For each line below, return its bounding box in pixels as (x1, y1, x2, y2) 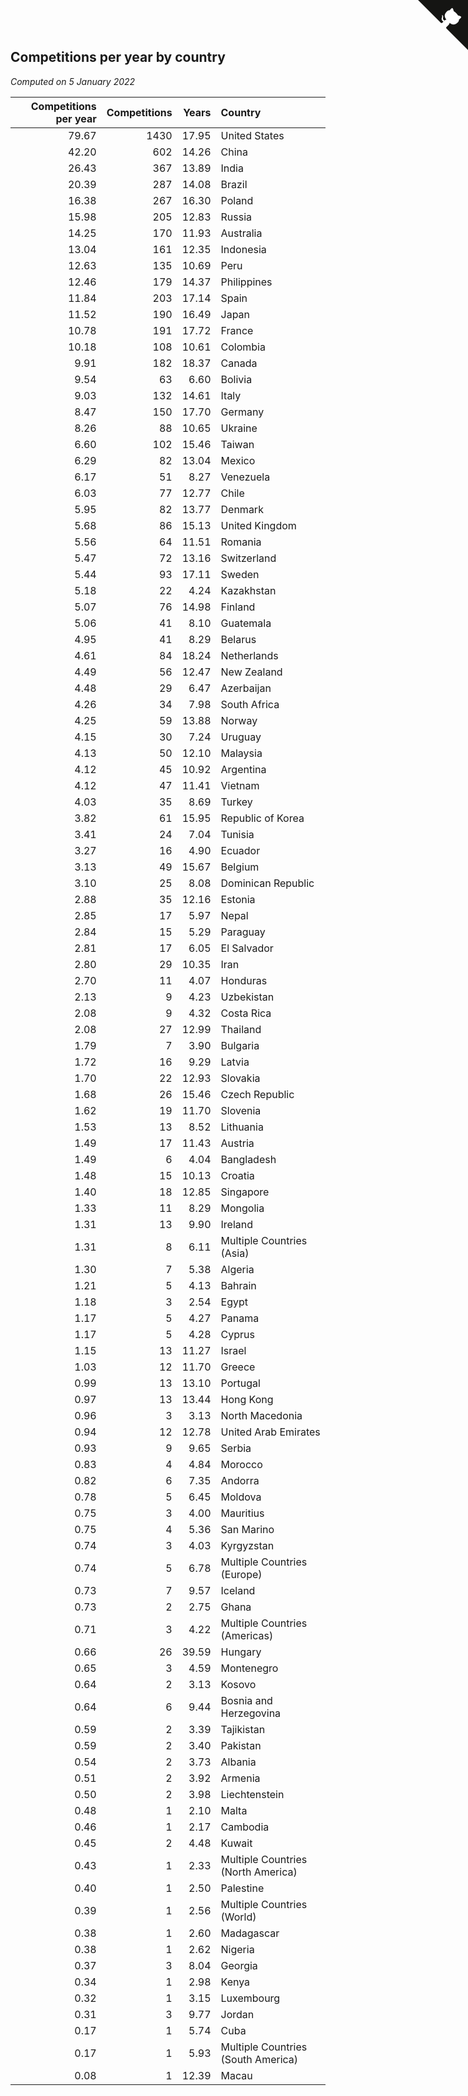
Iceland (220, 1583, 256, 1597)
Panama (220, 1311, 260, 1325)
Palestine (220, 1881, 265, 1895)
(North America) (220, 1865, 298, 1879)
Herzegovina (220, 1706, 282, 1720)
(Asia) (220, 1246, 250, 1260)
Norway (220, 713, 258, 727)
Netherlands (220, 648, 279, 662)
